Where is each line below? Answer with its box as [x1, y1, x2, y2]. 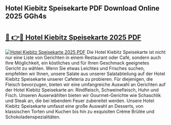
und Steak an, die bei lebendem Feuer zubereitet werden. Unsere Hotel [5, 98, 154, 104]
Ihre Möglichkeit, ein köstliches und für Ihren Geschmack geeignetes [5, 60, 149, 66]
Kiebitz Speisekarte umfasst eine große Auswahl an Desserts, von [5, 103, 144, 109]
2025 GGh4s [5, 12, 47, 21]
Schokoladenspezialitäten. [5, 114, 61, 120]
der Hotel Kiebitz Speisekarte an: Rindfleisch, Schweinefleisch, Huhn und [5, 87, 159, 93]
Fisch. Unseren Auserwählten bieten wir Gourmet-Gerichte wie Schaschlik [5, 92, 161, 98]
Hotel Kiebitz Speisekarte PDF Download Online [5, 4, 160, 13]
